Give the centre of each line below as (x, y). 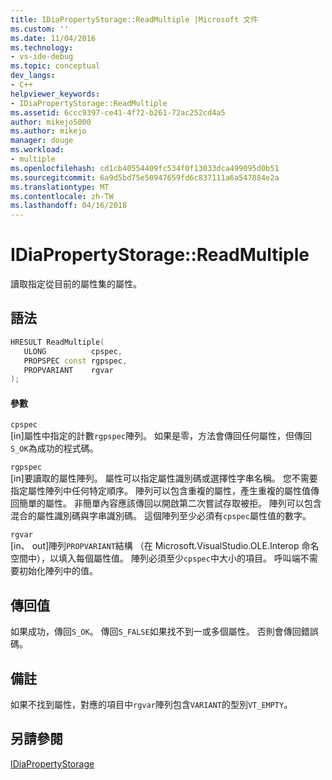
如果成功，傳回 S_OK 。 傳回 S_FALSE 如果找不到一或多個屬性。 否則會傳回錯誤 (164, 632)
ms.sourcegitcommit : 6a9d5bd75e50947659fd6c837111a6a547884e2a (145, 177)
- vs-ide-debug (42, 57)
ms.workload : (37, 150)
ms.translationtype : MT (60, 187)
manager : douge (42, 141)
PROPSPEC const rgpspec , (75, 361)
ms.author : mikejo (48, 131)
